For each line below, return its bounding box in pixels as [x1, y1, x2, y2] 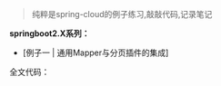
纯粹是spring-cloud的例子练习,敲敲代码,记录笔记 [31, 9, 213, 19]
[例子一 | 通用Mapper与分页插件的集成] [22, 47, 169, 58]
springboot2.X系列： [9, 28, 90, 39]
